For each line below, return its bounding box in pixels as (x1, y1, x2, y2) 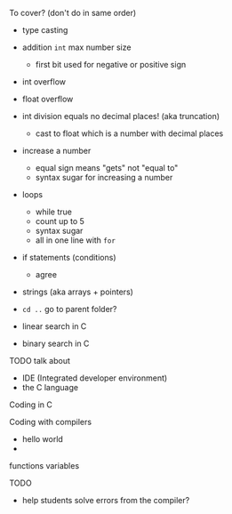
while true (35, 206, 73, 217)
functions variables (9, 461, 80, 470)
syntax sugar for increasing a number (35, 173, 173, 182)
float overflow (21, 93, 74, 104)
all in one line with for (35, 235, 116, 245)
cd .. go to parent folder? (21, 304, 117, 314)
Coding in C (9, 399, 53, 410)
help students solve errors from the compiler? (21, 495, 190, 505)
